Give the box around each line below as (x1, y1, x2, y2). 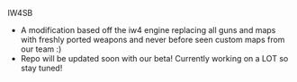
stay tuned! (20, 62, 63, 73)
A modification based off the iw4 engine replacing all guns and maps (20, 25, 276, 35)
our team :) (20, 44, 62, 54)
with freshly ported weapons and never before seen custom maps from (20, 35, 285, 45)
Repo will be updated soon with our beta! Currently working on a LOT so (20, 53, 289, 63)
